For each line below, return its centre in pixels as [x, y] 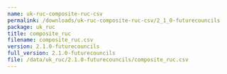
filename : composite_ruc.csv [50, 40]
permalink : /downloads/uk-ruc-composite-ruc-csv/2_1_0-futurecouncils [114, 20]
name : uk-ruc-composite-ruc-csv [55, 14]
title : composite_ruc [39, 33]
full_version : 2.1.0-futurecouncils [61, 54]
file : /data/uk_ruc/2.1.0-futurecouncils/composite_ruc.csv [98, 60]
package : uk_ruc [31, 27]
